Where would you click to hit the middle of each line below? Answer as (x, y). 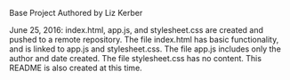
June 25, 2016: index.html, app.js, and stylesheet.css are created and (137, 30)
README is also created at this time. (76, 68)
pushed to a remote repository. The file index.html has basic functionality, (144, 40)
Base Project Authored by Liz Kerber (76, 13)
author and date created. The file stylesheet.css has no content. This (136, 58)
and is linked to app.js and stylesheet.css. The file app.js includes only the (145, 49)
